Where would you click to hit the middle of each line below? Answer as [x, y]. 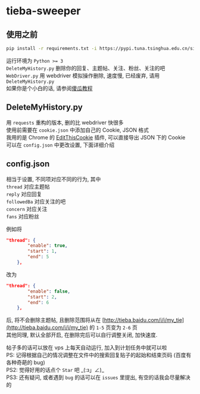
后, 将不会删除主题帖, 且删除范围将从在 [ [55, 320]
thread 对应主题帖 [28, 187]
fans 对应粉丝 [23, 216]
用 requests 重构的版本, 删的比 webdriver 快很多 [65, 122]
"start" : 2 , [43, 297]
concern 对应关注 [27, 209]
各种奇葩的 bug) [26, 362]
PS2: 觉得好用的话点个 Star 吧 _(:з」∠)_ [55, 370]
